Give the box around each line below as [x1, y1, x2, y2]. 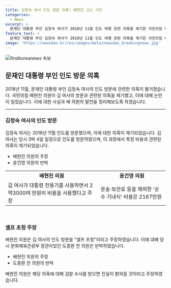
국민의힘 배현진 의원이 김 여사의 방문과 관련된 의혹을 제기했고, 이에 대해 [12, 92, 153, 98]
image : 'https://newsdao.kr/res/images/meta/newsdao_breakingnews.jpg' [5, 41, 160, 46]
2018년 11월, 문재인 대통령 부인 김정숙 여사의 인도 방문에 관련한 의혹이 [5, 86, 144, 92]
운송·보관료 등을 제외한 [100, 185, 152, 193]
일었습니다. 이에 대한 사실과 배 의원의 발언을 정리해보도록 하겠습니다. [10, 99, 147, 105]
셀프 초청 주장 [5, 224, 37, 231]
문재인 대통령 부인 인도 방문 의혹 [5, 72, 100, 80]
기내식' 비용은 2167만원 [106, 193, 162, 200]
